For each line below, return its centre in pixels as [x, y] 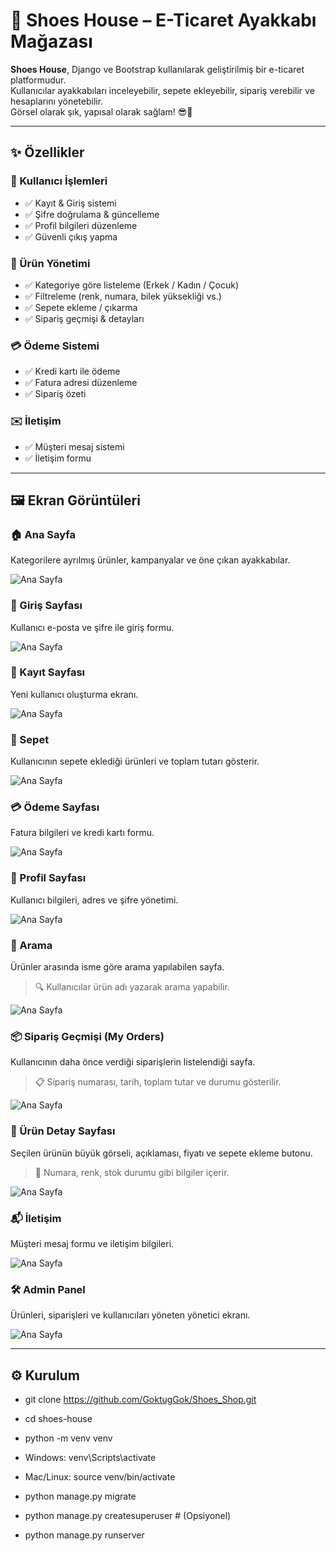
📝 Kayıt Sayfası [48, 672]
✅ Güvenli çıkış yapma [71, 236]
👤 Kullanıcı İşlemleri [59, 181]
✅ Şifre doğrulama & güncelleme [92, 214]
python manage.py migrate [80, 1496]
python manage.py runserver [84, 1535]
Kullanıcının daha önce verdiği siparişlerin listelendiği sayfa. [133, 1062]
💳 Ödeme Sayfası [55, 807]
